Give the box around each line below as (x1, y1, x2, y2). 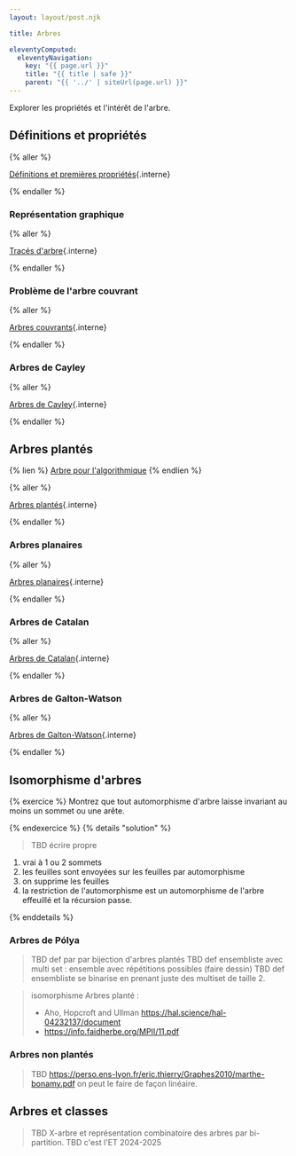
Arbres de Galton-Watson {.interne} (9, 729, 137, 741)
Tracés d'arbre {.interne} (9, 245, 97, 256)
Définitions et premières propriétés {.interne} (9, 169, 171, 179)
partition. (30, 1136, 65, 1147)
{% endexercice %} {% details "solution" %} (9, 822, 171, 834)
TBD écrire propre (30, 840, 97, 851)
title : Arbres (9, 28, 62, 38)
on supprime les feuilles (21, 876, 110, 887)
